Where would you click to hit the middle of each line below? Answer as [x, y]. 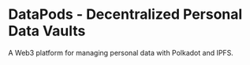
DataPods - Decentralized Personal [125, 14]
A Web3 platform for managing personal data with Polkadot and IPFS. [121, 52]
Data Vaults [47, 31]
